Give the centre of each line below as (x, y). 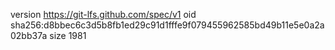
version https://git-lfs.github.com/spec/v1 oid (103, 14)
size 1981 (68, 35)
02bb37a (29, 35)
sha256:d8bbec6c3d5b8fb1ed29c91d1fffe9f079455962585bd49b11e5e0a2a (167, 25)
